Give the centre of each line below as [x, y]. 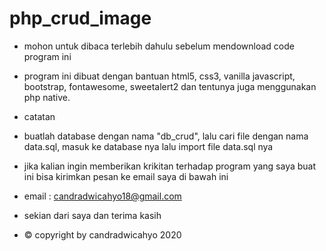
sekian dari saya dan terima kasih [92, 215]
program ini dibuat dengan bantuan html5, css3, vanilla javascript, [159, 76]
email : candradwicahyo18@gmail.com [102, 196]
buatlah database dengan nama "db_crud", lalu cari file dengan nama [166, 136]
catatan [39, 116]
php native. [47, 97]
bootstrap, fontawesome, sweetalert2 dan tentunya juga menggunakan [170, 86]
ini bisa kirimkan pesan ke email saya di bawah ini [126, 176]
